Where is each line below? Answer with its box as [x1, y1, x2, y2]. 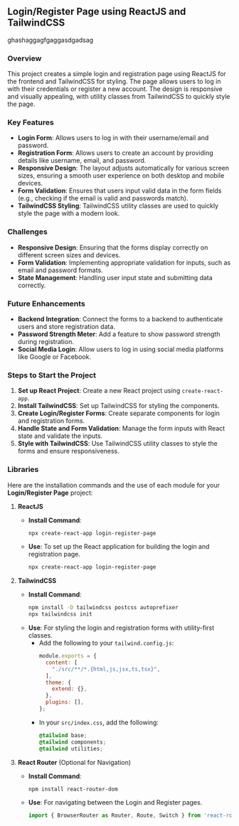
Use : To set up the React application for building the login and [28, 542, 210, 551]
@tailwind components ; [38, 739, 107, 746]
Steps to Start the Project [7, 370, 97, 380]
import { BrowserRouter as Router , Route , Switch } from [28, 812, 201, 820]
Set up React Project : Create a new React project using [17, 387, 181, 395]
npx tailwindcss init [28, 611, 92, 618]
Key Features [7, 117, 55, 127]
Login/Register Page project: [7, 488, 93, 497]
